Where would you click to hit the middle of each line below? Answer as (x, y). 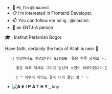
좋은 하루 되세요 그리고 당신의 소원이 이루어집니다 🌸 (62, 68)
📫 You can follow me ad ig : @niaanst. (51, 20)
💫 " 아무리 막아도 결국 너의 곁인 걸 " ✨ (52, 77)
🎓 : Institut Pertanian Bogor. (34, 37)
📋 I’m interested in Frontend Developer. (52, 13)
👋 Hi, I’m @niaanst (31, 8)
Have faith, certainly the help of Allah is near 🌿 (52, 48)
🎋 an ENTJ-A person (33, 27)
